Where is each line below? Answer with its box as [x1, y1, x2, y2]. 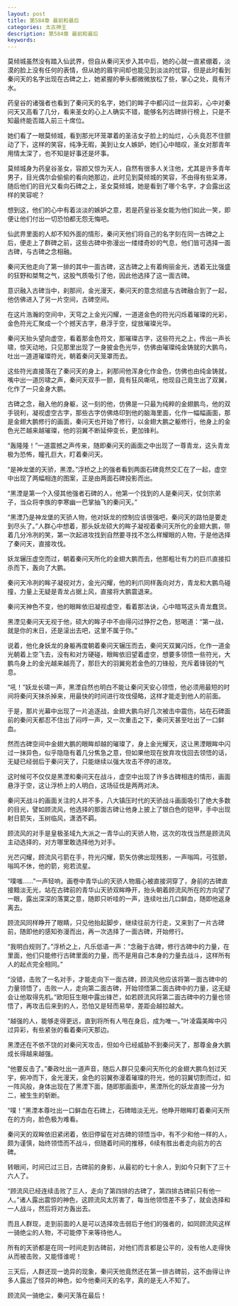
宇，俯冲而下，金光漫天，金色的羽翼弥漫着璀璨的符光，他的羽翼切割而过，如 [7, 1074, 231, 1082]
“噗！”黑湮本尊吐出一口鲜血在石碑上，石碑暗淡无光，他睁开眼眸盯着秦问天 [7, 1106, 225, 1115]
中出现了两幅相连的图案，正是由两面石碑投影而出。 [7, 474, 157, 482]
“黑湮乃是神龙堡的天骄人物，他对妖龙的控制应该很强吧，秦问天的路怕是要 [7, 513, 222, 521]
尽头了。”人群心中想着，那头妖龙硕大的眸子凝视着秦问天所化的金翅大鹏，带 [13, 522, 231, 530]
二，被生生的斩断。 [7, 1091, 64, 1100]
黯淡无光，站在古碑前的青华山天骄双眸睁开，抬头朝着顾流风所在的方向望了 [13, 886, 231, 895]
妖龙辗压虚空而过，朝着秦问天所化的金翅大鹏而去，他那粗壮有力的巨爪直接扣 [7, 555, 231, 563]
